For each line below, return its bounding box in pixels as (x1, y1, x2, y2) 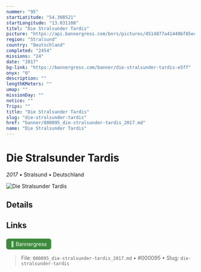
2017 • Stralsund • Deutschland (6, 171, 84, 178)
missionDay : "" (6, 92, 44, 98)
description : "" (6, 75, 47, 81)
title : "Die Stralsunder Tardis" (6, 109, 90, 115)
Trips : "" (6, 103, 31, 109)
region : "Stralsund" (6, 36, 58, 42)
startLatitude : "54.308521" (6, 14, 77, 20)
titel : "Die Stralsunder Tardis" (6, 25, 90, 32)
